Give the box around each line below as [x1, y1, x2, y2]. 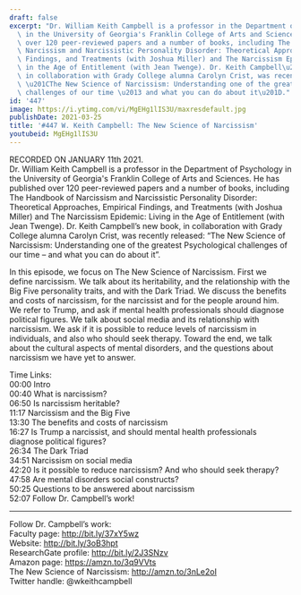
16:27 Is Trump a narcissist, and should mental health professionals [9, 426, 257, 437]
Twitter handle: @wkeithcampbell [9, 575, 133, 586]
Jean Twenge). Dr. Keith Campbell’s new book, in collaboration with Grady [9, 220, 283, 231]
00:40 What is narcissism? [9, 388, 107, 399]
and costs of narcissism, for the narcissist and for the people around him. [9, 294, 279, 305]
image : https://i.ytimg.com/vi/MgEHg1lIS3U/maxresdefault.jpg [9, 105, 246, 114]
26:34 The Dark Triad [9, 445, 89, 456]
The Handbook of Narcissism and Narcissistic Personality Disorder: [9, 191, 258, 202]
